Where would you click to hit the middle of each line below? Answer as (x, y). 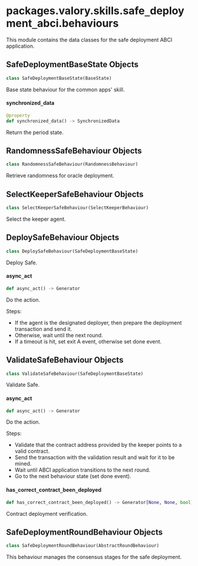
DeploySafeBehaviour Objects (63, 238)
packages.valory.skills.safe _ (78, 11)
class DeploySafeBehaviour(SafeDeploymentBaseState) (72, 251)
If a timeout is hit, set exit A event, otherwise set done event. (88, 341)
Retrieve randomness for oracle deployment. (60, 176)
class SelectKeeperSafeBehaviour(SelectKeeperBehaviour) (77, 208)
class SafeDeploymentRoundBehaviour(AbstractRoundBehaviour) (83, 546)
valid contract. (32, 451)
